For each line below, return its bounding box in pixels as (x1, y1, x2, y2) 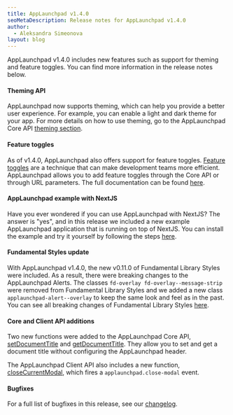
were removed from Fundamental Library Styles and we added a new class (7, 286, 223, 294)
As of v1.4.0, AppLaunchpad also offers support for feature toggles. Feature (7, 155, 226, 164)
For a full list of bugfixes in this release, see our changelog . (7, 400, 178, 408)
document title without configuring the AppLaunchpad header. (7, 347, 188, 356)
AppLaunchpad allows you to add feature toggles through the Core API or (7, 171, 219, 179)
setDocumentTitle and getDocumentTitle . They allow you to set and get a (7, 340, 218, 349)
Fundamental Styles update (7, 248, 90, 256)
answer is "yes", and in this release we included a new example (7, 217, 190, 225)
